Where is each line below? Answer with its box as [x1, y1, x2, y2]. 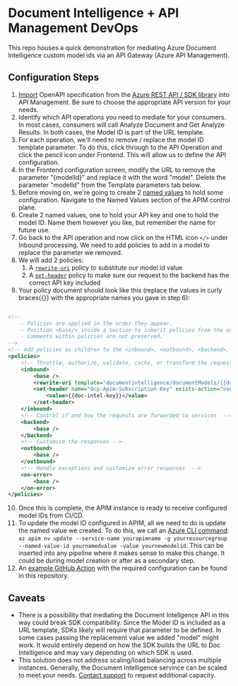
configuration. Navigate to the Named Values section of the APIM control [18, 195, 230, 204]
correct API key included [28, 278, 101, 287]
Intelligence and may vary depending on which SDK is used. [18, 648, 194, 657]
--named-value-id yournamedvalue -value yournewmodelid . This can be [18, 542, 225, 550]
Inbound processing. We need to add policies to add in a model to [18, 241, 210, 249]
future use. [18, 225, 51, 234]
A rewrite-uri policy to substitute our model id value [28, 263, 183, 272]
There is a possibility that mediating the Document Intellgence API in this [18, 611, 230, 619]
